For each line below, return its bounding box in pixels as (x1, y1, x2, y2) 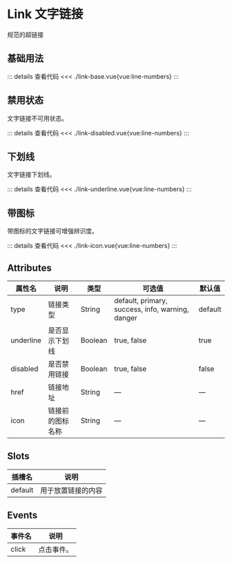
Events (7, 509, 38, 521)
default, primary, (113, 296, 168, 305)
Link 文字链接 (7, 6, 84, 22)
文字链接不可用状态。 (7, 114, 68, 122)
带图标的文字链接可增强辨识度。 (7, 227, 98, 235)
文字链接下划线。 (7, 171, 56, 179)
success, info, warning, (113, 304, 189, 314)
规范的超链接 (7, 30, 43, 39)
